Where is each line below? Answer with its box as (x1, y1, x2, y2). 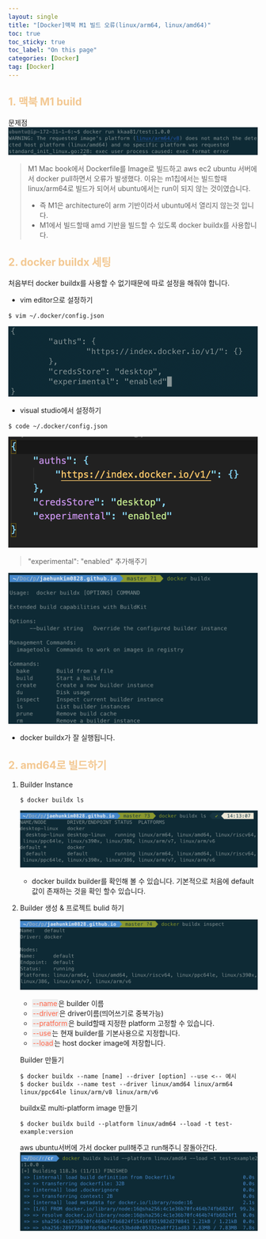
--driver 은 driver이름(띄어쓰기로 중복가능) (32, 1008, 164, 1018)
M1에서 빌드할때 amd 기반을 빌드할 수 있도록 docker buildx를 (39, 220, 230, 230)
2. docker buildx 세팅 (8, 256, 112, 269)
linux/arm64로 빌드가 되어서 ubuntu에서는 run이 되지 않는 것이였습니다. (27, 183, 251, 193)
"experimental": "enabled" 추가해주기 (27, 557, 148, 566)
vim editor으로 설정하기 (19, 295, 93, 304)
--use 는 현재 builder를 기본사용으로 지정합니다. (32, 1028, 180, 1038)
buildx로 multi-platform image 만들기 (19, 1104, 138, 1113)
